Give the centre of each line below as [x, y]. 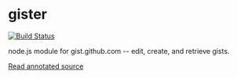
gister [28, 14]
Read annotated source [46, 66]
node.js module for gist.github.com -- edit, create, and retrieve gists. [119, 51]
